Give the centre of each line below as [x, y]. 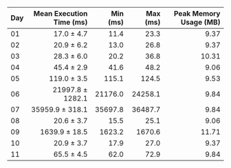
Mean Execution [60, 13]
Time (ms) [70, 22]
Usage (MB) [201, 22]
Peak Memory [197, 13]
